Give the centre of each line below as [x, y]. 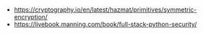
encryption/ [30, 17]
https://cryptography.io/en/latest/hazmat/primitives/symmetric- [105, 10]
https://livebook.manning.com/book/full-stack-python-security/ [105, 24]
